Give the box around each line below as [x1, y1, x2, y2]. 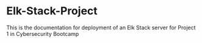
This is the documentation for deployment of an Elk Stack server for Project [6, 24, 197, 31]
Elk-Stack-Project [6, 4, 98, 18]
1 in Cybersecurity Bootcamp [6, 30, 79, 37]
